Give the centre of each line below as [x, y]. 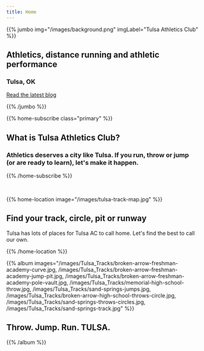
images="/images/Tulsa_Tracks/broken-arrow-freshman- [106, 263]
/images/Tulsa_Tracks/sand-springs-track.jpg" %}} [70, 308]
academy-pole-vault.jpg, [37, 282]
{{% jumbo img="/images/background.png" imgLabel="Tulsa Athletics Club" [102, 29]
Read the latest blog [31, 95]
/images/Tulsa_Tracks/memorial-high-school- [127, 282]
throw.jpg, [19, 289]
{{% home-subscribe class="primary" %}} [60, 119]
